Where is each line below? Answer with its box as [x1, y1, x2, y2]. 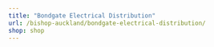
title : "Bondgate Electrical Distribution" [8, 11, 156, 20]
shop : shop [8, 26, 45, 34]
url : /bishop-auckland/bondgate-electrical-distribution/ [8, 19, 206, 27]
